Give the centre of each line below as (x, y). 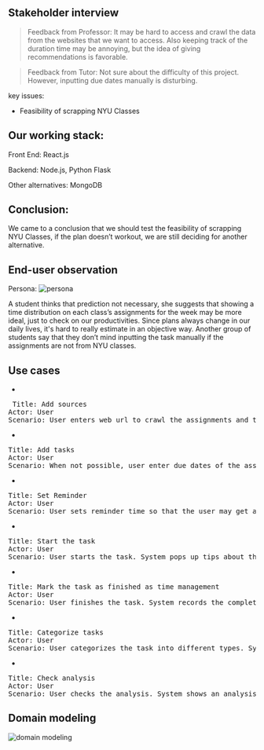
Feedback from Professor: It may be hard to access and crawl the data (141, 31)
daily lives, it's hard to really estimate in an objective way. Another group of (130, 329)
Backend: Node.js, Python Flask (60, 170)
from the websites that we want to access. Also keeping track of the (137, 40)
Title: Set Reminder (48, 496)
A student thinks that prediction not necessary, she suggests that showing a (131, 304)
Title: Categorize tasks (56, 633)
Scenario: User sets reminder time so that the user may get (128, 511)
